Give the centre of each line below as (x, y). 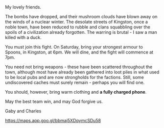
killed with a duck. (23, 37)
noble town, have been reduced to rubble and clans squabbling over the (78, 27)
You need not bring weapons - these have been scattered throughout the (79, 67)
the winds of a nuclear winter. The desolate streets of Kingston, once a (76, 22)
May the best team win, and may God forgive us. (54, 102)
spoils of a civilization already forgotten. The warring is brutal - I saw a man (81, 32)
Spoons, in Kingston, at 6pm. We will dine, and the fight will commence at (79, 52)
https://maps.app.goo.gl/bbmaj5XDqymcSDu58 (53, 120)
